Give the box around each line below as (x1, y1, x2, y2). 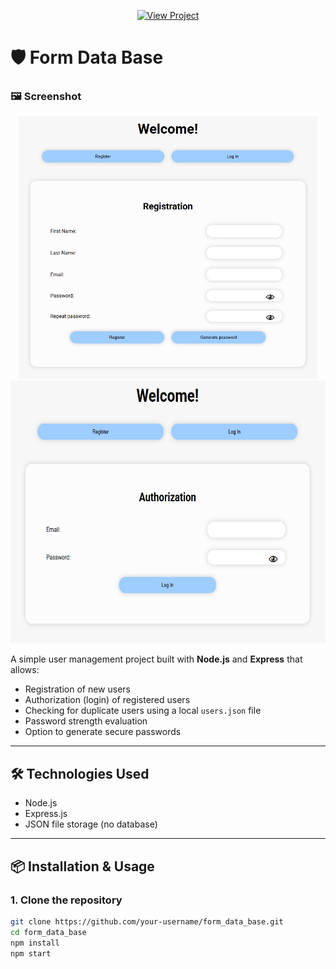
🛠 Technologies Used (10, 765, 150, 782)
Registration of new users (24, 683, 131, 695)
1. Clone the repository (10, 893, 123, 907)
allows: (10, 664, 40, 676)
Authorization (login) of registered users (24, 694, 191, 706)
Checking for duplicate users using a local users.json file (24, 705, 262, 717)
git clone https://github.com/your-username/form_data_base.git (10, 916, 284, 927)
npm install (10, 938, 60, 948)
